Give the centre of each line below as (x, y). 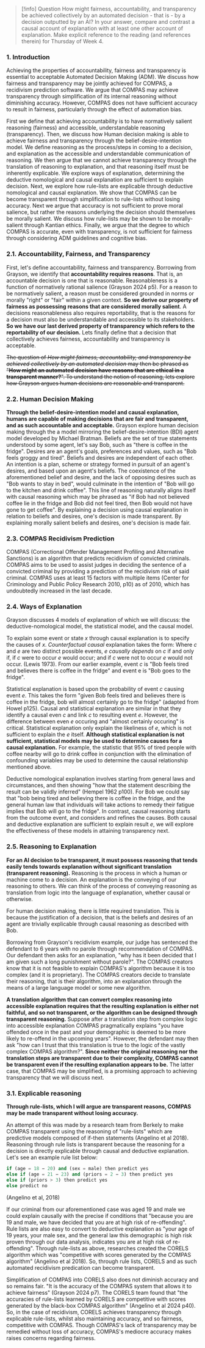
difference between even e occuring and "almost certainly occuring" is (95, 721)
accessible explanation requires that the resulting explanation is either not (103, 1006)
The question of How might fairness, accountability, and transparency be (99, 357)
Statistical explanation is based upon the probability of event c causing (95, 689)
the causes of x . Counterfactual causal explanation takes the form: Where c (102, 645)
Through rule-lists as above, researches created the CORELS (112, 1248)
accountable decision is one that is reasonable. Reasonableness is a (92, 280)
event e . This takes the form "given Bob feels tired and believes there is (96, 696)
